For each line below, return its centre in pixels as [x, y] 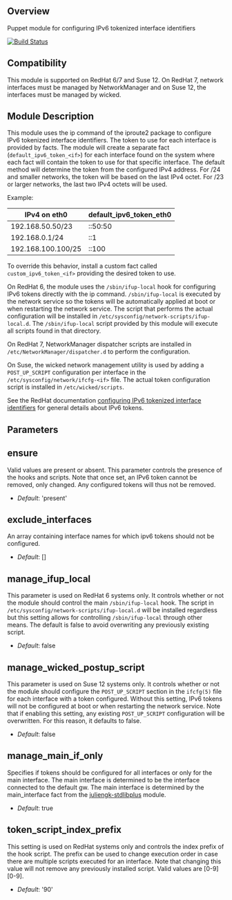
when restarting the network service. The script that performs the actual [110, 309]
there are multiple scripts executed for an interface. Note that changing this [114, 861]
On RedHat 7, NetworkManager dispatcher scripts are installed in [99, 345]
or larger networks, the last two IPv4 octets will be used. [87, 184]
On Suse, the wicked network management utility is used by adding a [106, 365]
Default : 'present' [42, 498]
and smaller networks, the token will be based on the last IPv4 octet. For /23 [116, 177]
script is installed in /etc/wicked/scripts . [66, 387]
